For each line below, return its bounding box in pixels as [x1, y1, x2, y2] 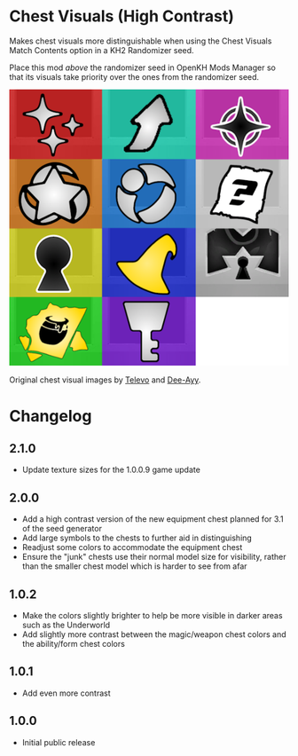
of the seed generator [21, 524, 102, 534]
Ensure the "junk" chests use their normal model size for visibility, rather [21, 552, 286, 563]
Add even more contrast [21, 688, 111, 698]
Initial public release [21, 736, 96, 747]
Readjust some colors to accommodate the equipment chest [21, 542, 243, 553]
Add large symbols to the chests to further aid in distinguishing [21, 532, 253, 543]
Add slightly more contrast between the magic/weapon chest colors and [21, 629, 286, 640]
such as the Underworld [21, 619, 111, 631]
